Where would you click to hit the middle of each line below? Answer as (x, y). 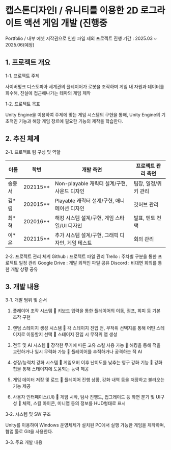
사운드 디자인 (70, 191)
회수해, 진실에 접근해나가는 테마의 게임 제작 (48, 93)
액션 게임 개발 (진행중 (66, 23)
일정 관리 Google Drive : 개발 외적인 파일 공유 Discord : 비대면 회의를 (88, 263)
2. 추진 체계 (22, 139)
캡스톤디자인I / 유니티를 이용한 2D (72, 10)
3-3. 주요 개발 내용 (24, 442)
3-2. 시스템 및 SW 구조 (28, 414)
